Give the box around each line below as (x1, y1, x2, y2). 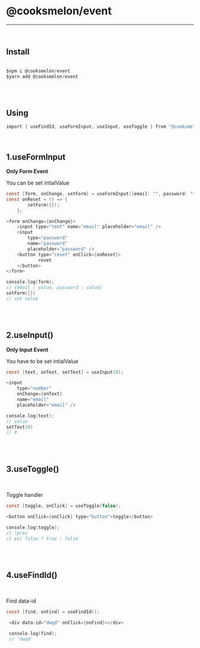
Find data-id (6, 597, 36, 604)
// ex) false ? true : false (6, 536, 79, 542)
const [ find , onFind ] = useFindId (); (6, 609, 100, 615)
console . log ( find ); (8, 631, 58, 637)
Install (6, 47, 30, 57)
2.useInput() (6, 330, 54, 340)
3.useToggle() (6, 464, 60, 474)
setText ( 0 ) (6, 424, 33, 430)
